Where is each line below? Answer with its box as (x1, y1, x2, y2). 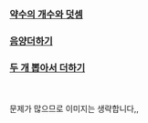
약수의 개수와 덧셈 (9, 7, 84, 20)
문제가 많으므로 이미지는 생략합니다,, (9, 103, 139, 115)
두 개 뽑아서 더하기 (9, 61, 86, 74)
